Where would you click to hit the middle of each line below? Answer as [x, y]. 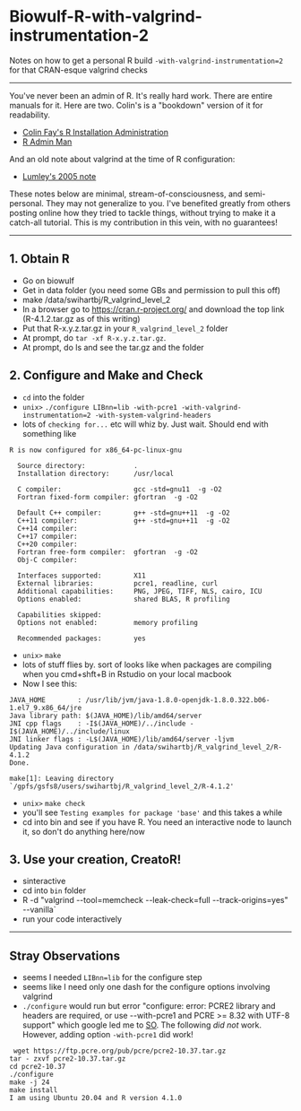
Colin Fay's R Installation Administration [95, 132]
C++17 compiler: [47, 536]
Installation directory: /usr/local [96, 473]
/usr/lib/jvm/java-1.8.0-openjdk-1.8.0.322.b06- [178, 700]
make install [34, 1090]
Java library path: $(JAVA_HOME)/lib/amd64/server [106, 716]
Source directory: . [78, 465]
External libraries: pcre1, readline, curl [118, 583]
